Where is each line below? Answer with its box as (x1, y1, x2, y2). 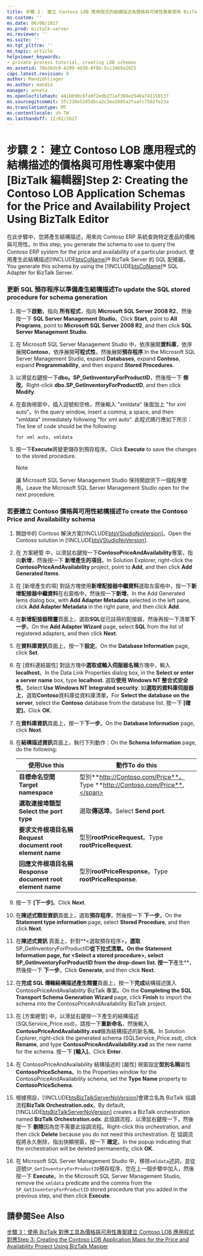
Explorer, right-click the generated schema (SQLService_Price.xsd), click (15, 1034, 197, 1042)
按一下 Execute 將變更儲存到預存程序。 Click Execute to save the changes (15, 446, 197, 453)
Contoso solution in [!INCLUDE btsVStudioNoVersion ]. (15, 536, 148, 543)
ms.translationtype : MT (7, 104, 67, 111)
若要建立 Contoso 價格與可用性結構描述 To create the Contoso (7, 507, 188, 516)
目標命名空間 (18, 772, 55, 781)
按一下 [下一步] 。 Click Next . (15, 899, 86, 906)
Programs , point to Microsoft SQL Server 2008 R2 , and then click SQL (15, 322, 192, 329)
